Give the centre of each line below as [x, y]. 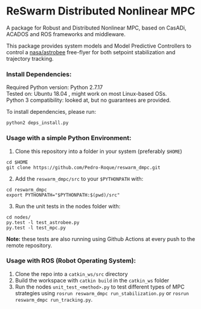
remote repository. [29, 245]
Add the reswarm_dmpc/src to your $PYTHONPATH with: [79, 178]
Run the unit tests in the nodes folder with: [68, 206]
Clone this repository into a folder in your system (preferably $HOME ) [98, 151]
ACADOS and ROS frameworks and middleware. [66, 34]
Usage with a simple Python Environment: [69, 138]
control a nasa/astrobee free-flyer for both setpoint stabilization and [91, 52]
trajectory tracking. [30, 58]
